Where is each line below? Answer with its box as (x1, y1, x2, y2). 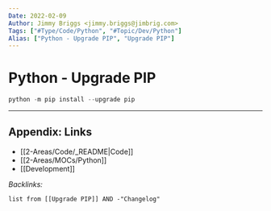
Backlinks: (8, 179, 43, 189)
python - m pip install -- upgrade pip (8, 96, 135, 104)
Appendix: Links (8, 126, 93, 139)
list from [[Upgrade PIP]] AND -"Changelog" (8, 195, 161, 203)
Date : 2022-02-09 (8, 11, 67, 20)
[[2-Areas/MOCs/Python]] (19, 155, 107, 165)
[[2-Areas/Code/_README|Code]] (19, 147, 134, 156)
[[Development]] (19, 163, 75, 173)
